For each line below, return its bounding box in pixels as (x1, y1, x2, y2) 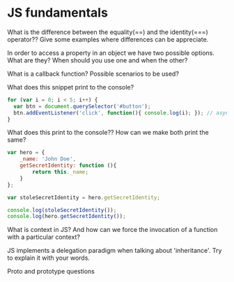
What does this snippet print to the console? (7, 83, 134, 91)
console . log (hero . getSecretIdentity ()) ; (7, 213, 127, 220)
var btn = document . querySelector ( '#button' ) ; (13, 103, 151, 110)
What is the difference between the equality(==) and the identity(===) (7, 28, 209, 36)
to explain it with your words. (7, 254, 91, 262)
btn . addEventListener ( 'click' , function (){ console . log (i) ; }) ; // (13, 109, 214, 116)
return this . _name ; (32, 169, 89, 176)
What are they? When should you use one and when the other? (7, 56, 188, 64)
